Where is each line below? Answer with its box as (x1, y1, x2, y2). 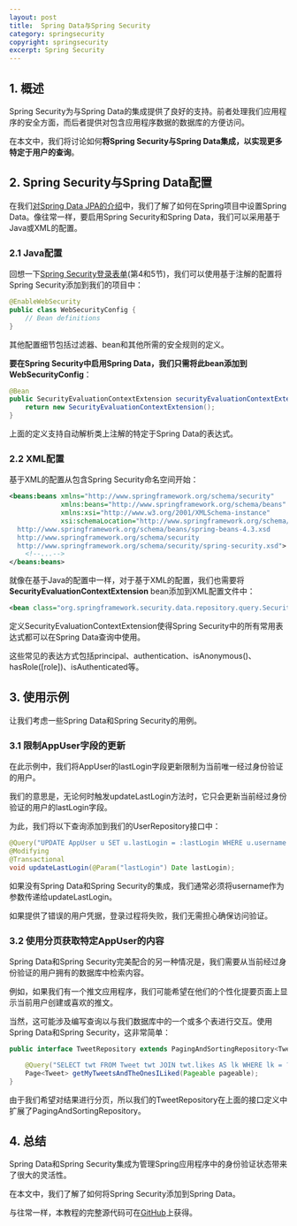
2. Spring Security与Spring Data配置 (9, 175, 213, 190)
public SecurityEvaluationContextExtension (9, 395, 172, 403)
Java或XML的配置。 (9, 222, 82, 233)
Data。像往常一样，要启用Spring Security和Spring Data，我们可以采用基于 (9, 211, 281, 222)
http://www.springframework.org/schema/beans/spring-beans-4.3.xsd (17, 525, 271, 533)
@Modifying (9, 847, 49, 856)
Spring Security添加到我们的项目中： (9, 280, 144, 290)
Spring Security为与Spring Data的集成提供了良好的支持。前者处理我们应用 (9, 105, 279, 116)
